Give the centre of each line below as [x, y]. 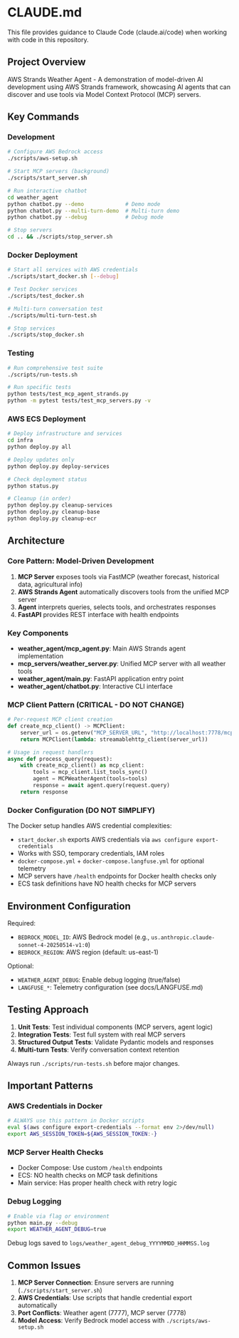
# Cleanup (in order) [39, 499]
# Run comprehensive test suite [55, 368]
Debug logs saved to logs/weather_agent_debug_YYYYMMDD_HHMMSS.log [108, 1243]
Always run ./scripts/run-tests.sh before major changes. [94, 1063]
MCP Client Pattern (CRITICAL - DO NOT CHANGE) [96, 705]
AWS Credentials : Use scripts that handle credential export [105, 1298]
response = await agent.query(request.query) [102, 785]
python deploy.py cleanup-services [60, 505]
